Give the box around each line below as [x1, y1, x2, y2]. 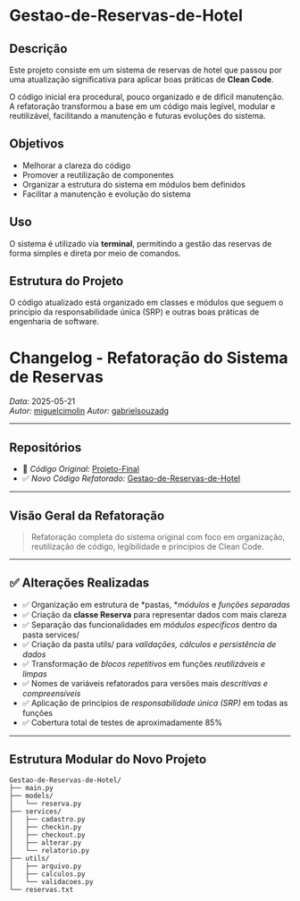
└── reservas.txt [9, 885, 74, 894]
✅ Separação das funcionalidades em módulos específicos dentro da [21, 619, 278, 630]
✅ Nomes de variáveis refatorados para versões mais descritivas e [21, 678, 269, 688]
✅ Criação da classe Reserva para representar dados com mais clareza [21, 609, 287, 619]
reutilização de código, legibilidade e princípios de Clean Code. [30, 542, 265, 552]
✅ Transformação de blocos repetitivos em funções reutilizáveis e [21, 658, 266, 669]
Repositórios [9, 440, 82, 455]
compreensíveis [21, 687, 81, 698]
